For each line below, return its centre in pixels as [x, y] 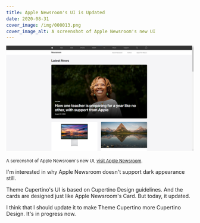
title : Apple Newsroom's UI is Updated [56, 12]
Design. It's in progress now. [41, 214]
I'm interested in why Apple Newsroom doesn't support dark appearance [96, 171]
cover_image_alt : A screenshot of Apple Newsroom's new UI [81, 31]
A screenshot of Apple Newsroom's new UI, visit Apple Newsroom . [74, 161]
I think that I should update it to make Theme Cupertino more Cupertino [94, 207]
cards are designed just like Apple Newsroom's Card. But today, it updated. [98, 196]
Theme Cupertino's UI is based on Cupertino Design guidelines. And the [95, 189]
